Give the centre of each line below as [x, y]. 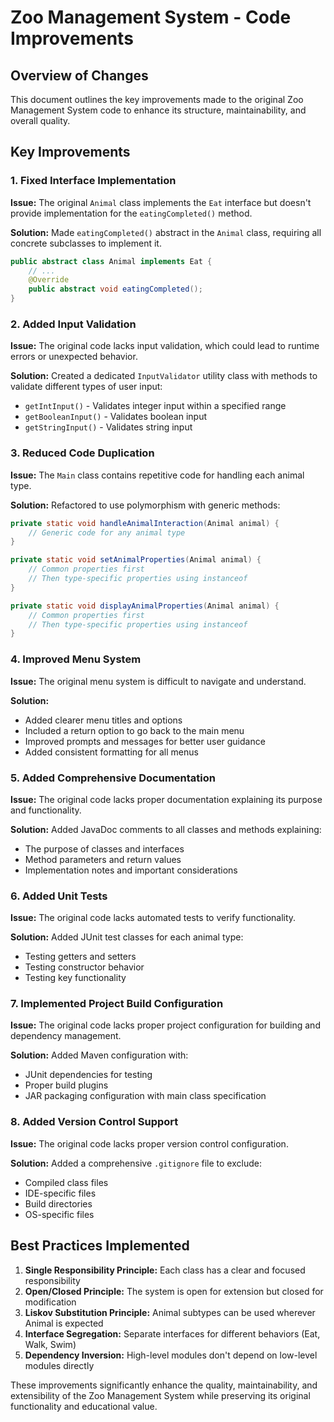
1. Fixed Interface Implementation [93, 181]
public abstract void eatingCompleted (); [115, 289]
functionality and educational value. [84, 1406]
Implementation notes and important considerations [131, 870]
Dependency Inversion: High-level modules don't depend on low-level [171, 1355]
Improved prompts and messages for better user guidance [145, 741]
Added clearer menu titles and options [103, 720]
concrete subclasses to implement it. [86, 243]
